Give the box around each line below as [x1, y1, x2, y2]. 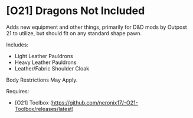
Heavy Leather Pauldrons [14, 59, 77, 66]
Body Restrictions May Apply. [6, 76, 78, 83]
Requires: [6, 87, 30, 95]
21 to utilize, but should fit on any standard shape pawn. [6, 29, 142, 36]
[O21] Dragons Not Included [6, 4, 145, 18]
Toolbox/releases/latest [14, 105, 72, 112]
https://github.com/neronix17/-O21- [52, 99, 138, 106]
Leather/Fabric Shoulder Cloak [14, 65, 90, 72]
